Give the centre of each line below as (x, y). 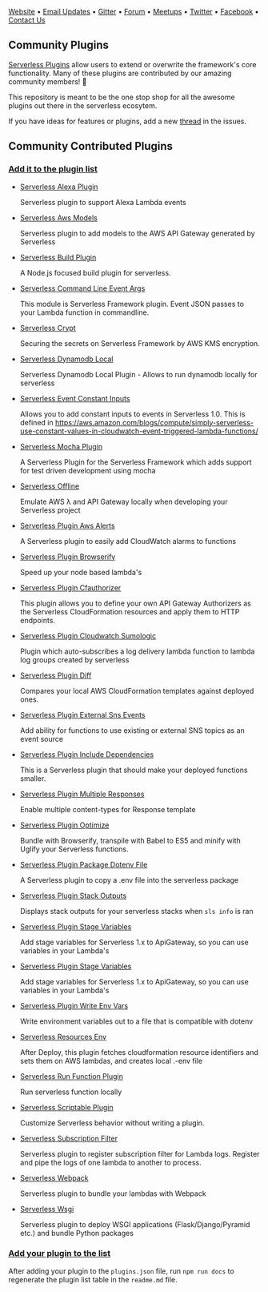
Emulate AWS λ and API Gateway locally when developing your (124, 501)
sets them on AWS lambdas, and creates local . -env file (111, 1061)
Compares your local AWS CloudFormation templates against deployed (137, 690)
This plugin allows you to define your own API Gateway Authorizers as (136, 603)
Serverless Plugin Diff (56, 675)
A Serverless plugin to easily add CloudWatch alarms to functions (128, 541)
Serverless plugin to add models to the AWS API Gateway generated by (137, 233)
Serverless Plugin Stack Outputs (73, 896)
